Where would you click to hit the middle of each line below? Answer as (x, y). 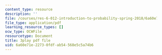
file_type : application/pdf (33, 23)
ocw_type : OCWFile (23, 32)
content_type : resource (29, 9)
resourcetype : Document (29, 36)
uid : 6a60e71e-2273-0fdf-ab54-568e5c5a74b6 (49, 45)
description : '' (21, 14)
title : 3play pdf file (28, 41)
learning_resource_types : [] (34, 27)
